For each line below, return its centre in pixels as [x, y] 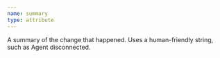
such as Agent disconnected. [49, 47]
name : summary [28, 13]
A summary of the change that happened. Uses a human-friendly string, [110, 39]
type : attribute [31, 20]
